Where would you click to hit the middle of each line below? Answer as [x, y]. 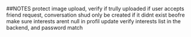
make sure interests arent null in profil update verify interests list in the [93, 21]
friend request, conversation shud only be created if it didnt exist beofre [95, 15]
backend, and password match [45, 27]
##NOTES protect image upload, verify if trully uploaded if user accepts [95, 9]
